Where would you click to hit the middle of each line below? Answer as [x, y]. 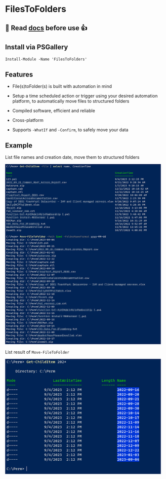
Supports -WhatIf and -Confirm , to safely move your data [70, 130]
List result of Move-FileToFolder [37, 352]
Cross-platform [28, 120]
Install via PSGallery [37, 47]
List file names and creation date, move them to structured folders [72, 157]
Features [19, 74]
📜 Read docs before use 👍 [46, 28]
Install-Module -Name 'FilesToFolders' [46, 59]
